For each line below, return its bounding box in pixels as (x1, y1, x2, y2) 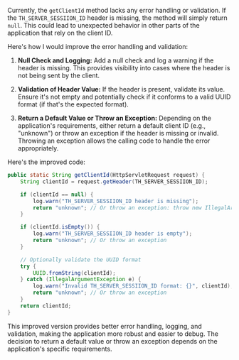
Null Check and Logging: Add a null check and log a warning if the (17, 56, 214, 65)
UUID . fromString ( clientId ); (33, 269, 116, 276)
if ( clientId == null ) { (20, 191, 94, 198)
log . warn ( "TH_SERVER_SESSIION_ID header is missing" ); (33, 197, 199, 204)
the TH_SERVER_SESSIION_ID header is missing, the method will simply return (7, 13, 228, 22)
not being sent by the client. (17, 71, 100, 80)
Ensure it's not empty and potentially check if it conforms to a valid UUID (17, 92, 231, 101)
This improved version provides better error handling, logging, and (7, 322, 203, 330)
